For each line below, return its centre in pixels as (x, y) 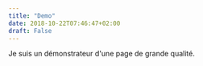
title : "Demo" (32, 16)
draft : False (30, 31)
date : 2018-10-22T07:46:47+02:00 (64, 23)
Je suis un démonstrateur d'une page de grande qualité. (101, 54)
